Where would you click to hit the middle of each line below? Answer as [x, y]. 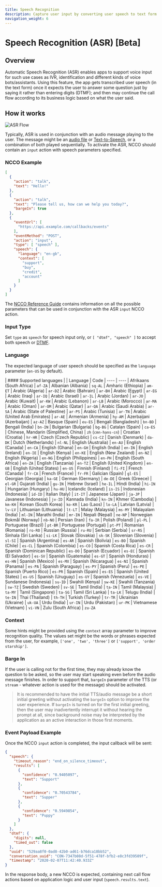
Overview [20, 61]
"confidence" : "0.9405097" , [51, 775]
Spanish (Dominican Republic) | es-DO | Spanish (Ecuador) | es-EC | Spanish [80, 551]
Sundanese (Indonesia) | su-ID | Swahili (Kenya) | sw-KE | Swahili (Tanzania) [80, 582]
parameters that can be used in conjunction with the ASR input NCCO [75, 309]
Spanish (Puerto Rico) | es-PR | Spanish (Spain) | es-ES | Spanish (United [77, 571]
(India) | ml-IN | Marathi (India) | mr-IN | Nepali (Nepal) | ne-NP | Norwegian [79, 514]
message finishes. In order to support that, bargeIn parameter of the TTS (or [81, 680]
